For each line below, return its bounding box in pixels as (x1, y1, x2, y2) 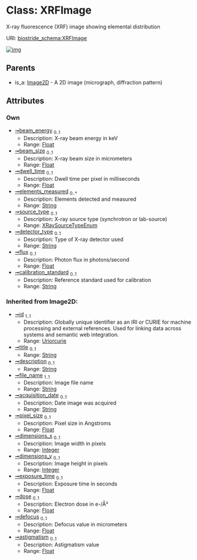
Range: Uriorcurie (23, 337, 67, 344)
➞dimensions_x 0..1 (14, 432, 61, 441)
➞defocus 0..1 (14, 513, 47, 522)
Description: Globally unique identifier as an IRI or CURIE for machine (23, 318, 192, 325)
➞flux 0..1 (14, 249, 37, 257)
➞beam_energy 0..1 (14, 127, 61, 136)
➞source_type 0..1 (14, 208, 58, 216)
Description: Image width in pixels (23, 439, 106, 447)
